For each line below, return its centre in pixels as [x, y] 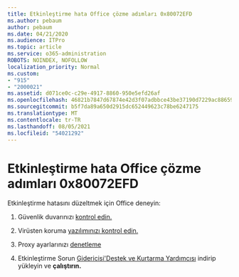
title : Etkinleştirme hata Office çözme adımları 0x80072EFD [100, 14]
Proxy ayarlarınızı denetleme [59, 245]
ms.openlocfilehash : [38, 100]
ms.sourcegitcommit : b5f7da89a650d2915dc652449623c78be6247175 [103, 107]
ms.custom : [23, 73]
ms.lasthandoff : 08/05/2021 [49, 126]
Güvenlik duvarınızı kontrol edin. [65, 217]
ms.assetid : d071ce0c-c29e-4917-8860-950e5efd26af [84, 93]
